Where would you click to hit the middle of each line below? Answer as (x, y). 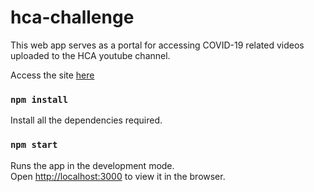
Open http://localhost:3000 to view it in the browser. (118, 176)
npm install (39, 99)
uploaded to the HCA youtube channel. (90, 55)
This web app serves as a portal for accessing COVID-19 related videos (157, 45)
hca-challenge (72, 17)
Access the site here (52, 75)
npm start (34, 145)
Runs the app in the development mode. (92, 165)
